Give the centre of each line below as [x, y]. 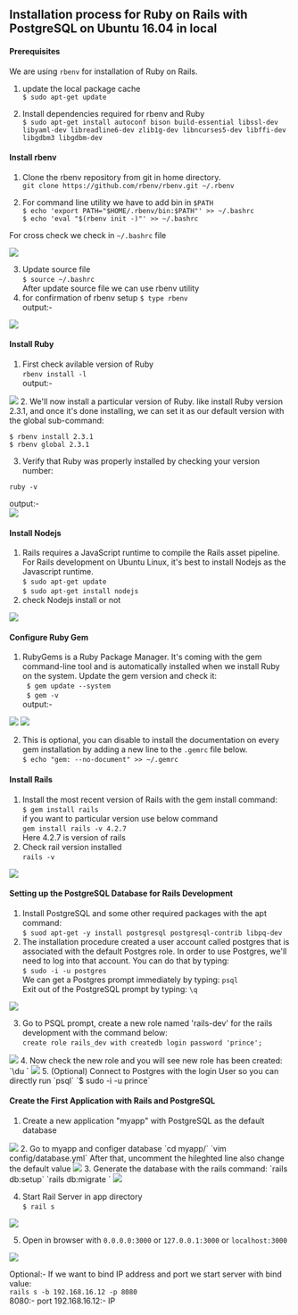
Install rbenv [33, 157]
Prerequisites [35, 51]
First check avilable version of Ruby [88, 364]
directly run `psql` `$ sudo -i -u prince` [80, 1080]
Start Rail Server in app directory [82, 1197]
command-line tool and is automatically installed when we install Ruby [151, 666]
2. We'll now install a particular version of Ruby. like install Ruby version [152, 401]
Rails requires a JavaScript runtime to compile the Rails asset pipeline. [151, 553]
